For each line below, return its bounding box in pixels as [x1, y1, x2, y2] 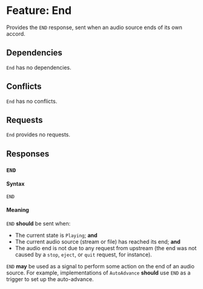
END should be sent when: [6, 220, 71, 227]
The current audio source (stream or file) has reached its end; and [15, 238, 181, 245]
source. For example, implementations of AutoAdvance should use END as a [6, 269, 191, 276]
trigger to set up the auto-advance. [6, 276, 94, 283]
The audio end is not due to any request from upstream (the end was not [15, 245, 197, 252]
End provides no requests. [6, 131, 71, 138]
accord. [6, 30, 25, 37]
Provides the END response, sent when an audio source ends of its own [6, 24, 183, 31]
